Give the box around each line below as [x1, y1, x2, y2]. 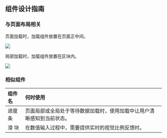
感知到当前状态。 [30, 115, 71, 122]
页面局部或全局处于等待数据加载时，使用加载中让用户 [25, 107, 150, 114]
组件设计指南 [5, 4, 45, 13]
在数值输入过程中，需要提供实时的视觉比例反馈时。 [25, 124, 145, 131]
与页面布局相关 [5, 21, 41, 28]
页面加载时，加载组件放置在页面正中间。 [5, 33, 88, 39]
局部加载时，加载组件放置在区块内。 [5, 53, 80, 59]
